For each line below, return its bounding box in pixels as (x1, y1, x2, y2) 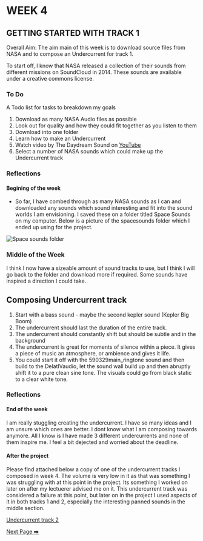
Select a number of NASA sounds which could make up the (15, 148, 164, 155)
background (15, 337, 45, 344)
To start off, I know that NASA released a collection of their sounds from (6, 62, 186, 69)
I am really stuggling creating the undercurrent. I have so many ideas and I (6, 419, 192, 426)
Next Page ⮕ (6, 528, 39, 535)
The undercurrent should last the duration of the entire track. (15, 324, 167, 331)
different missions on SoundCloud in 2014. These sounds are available (6, 69, 182, 76)
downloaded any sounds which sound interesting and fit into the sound (15, 204, 193, 212)
